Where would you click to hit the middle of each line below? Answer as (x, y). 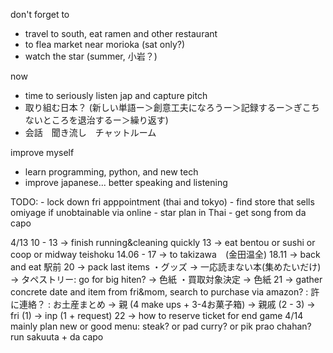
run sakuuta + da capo (57, 337)
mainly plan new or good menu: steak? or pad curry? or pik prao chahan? (161, 326)
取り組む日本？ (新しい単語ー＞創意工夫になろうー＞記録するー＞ (159, 107)
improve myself (42, 152)
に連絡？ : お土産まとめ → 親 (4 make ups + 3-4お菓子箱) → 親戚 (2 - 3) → (163, 304)
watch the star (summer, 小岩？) (91, 56)
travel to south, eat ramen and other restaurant (121, 33)
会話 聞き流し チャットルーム (90, 132)
